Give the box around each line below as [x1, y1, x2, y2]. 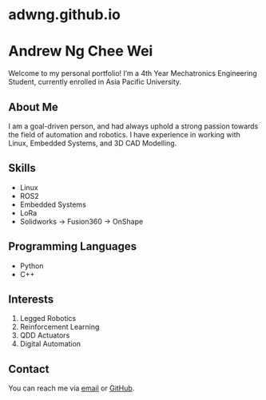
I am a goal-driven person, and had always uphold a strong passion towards [8, 121, 259, 131]
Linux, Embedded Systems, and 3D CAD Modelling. [8, 138, 177, 148]
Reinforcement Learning [19, 322, 100, 332]
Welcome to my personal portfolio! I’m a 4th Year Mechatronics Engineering [8, 69, 257, 78]
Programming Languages [8, 240, 137, 253]
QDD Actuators [19, 331, 70, 340]
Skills [8, 161, 36, 175]
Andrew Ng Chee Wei [8, 42, 153, 61]
